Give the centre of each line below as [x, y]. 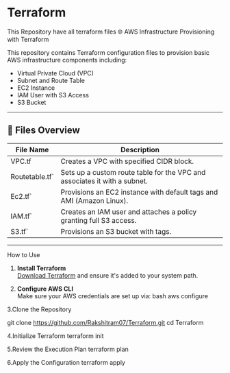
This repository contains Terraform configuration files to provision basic [108, 52]
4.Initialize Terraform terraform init [55, 336]
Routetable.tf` [33, 176]
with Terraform [28, 39]
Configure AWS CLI [45, 289]
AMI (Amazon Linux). [94, 200]
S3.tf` [20, 231]
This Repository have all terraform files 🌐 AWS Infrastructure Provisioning [111, 32]
